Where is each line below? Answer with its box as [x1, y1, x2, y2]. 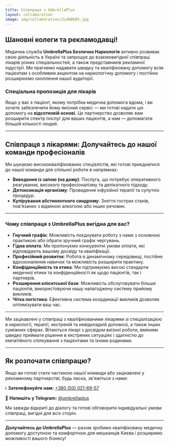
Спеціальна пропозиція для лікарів [5, 88, 97, 95]
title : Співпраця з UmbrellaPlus [5, 7, 75, 13]
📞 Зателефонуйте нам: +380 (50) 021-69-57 [5, 385, 100, 391]
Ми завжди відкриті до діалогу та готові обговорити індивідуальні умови [5, 405, 162, 411]
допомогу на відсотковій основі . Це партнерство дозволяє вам [5, 110, 143, 116]
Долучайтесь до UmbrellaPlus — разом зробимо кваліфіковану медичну [5, 425, 163, 431]
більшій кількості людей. [5, 121, 58, 127]
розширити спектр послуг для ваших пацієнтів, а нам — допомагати [5, 115, 153, 121]
